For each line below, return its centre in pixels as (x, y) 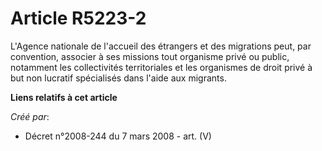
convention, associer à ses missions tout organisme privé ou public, (150, 56)
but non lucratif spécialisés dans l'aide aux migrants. (118, 78)
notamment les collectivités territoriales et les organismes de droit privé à (161, 67)
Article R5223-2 (78, 18)
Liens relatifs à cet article (64, 97)
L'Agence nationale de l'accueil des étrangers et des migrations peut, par (161, 46)
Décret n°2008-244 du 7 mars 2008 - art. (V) (118, 136)
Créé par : (30, 116)
